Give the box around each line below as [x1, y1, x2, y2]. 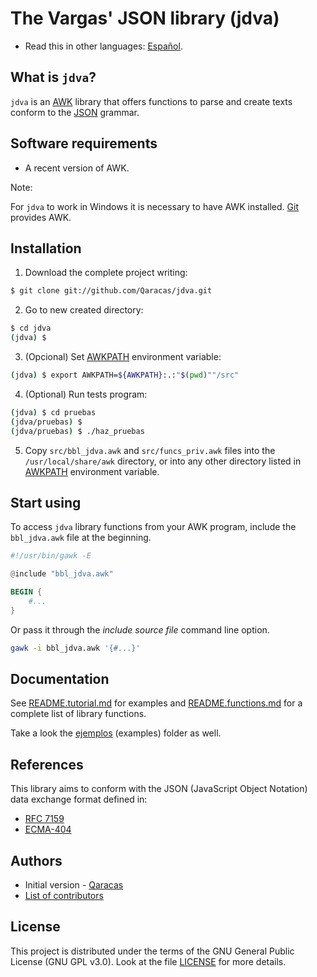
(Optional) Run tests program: [24, 388, 148, 400]
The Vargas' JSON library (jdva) [10, 7, 280, 30]
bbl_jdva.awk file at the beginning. [10, 532, 152, 544]
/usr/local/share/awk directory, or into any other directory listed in [24, 455, 302, 467]
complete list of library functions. [10, 708, 147, 720]
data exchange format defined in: [10, 793, 148, 806]
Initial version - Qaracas [24, 879, 124, 891]
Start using [10, 494, 82, 511]
